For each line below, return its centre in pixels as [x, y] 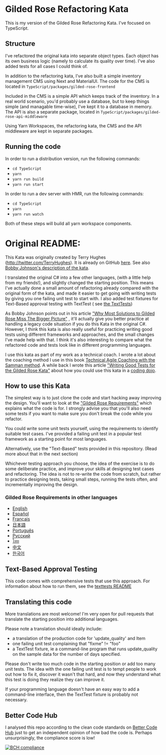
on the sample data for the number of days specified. [67, 654]
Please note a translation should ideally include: [54, 629]
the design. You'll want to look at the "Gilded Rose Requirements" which [79, 403]
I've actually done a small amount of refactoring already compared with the [82, 288]
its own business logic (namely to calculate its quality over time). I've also [80, 61]
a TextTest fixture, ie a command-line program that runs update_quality [85, 649]
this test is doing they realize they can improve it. [55, 680]
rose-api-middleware [27, 117]
